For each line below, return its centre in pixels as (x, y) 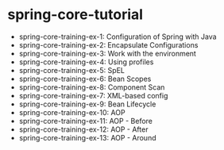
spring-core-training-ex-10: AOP (72, 112)
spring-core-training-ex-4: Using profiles (86, 62)
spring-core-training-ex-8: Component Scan (92, 87)
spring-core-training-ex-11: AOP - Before (85, 121)
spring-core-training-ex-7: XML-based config (93, 95)
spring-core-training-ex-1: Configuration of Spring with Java (118, 37)
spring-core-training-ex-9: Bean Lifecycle (87, 104)
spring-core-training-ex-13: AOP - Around (87, 137)
